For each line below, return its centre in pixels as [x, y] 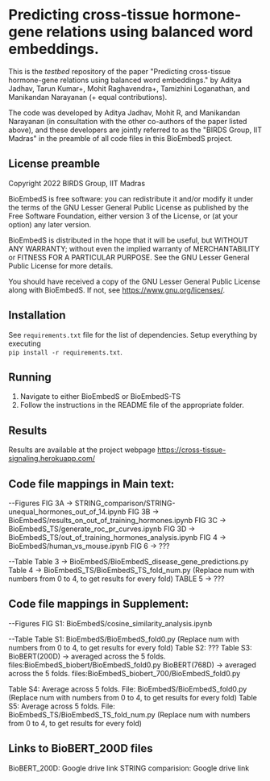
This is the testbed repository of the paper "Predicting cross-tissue [120, 71]
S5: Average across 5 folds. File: [62, 706]
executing [25, 343]
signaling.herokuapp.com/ [52, 459]
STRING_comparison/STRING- [125, 503]
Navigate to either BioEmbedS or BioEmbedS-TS [100, 397]
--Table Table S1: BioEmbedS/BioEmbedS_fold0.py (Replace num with [124, 639]
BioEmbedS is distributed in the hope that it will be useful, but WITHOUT [128, 240]
